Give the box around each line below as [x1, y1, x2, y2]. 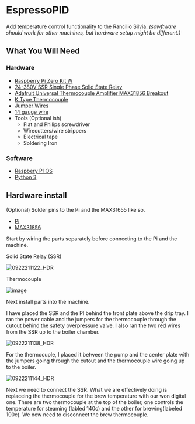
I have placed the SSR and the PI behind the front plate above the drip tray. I [6, 309, 189, 317]
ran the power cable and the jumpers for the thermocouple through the [6, 316, 177, 323]
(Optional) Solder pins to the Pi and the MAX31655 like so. [6, 206, 145, 213]
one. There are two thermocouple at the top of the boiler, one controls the [6, 398, 184, 405]
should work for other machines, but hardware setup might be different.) [6, 29, 181, 36]
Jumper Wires [14, 102, 49, 109]
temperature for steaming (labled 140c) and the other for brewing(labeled [6, 405, 183, 412]
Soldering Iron [23, 139, 58, 147]
